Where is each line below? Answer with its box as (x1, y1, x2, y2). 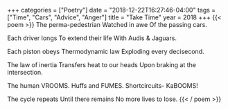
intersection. (7, 68, 43, 76)
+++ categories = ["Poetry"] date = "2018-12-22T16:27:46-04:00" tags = (7, 6, 216, 14)
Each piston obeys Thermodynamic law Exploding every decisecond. (7, 48, 204, 55)
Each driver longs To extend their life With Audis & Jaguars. (7, 34, 177, 42)
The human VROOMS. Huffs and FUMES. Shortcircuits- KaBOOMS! (7, 82, 199, 89)
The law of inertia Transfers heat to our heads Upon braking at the (7, 61, 196, 68)
